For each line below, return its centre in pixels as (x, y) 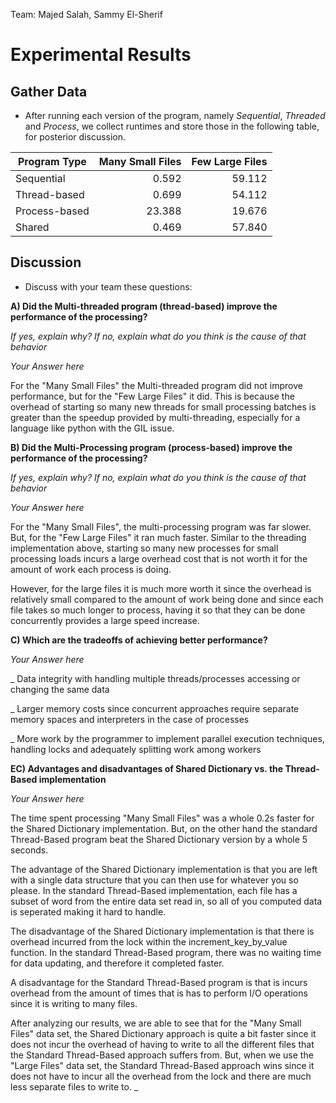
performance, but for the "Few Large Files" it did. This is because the (152, 396)
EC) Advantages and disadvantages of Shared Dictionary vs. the (147, 768)
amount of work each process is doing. (91, 569)
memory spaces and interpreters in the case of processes (130, 719)
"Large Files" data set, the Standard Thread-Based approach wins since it (162, 1065)
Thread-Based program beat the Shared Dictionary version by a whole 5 (159, 839)
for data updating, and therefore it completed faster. (117, 963)
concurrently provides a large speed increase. (105, 620)
